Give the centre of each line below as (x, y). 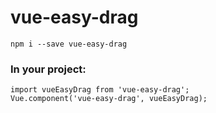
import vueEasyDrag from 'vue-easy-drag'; (100, 90)
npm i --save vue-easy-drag (69, 44)
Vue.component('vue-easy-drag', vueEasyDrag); (109, 99)
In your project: (48, 69)
